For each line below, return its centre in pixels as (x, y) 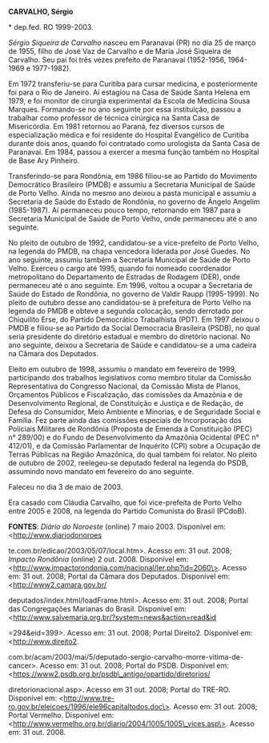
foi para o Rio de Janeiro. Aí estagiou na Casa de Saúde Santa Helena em (129, 92)
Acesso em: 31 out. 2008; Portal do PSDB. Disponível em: (134, 666)
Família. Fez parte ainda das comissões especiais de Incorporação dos (125, 420)
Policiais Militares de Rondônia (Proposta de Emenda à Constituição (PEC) (130, 429)
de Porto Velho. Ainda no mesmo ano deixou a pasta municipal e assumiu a (132, 193)
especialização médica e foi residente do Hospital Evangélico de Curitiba (129, 135)
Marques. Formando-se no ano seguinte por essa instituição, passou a (125, 109)
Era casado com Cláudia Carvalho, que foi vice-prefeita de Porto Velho (125, 502)
